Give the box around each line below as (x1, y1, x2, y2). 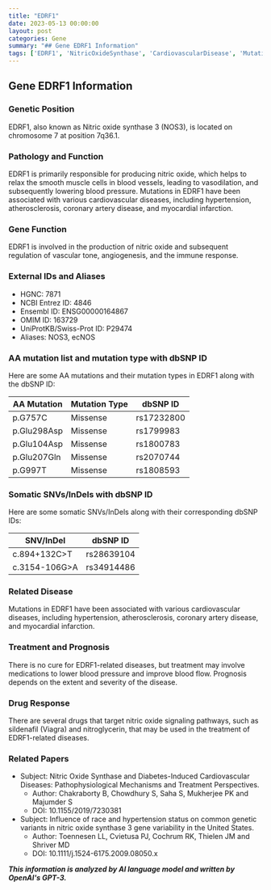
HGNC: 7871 (19, 289, 61, 299)
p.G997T (12, 464, 47, 475)
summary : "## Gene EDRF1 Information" (8, 42, 139, 50)
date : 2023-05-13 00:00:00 (8, 19, 99, 27)
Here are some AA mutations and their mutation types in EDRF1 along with (8, 370, 255, 380)
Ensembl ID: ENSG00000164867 (19, 306, 129, 316)
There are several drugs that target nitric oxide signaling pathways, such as (8, 716, 259, 726)
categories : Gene (8, 34, 67, 43)
